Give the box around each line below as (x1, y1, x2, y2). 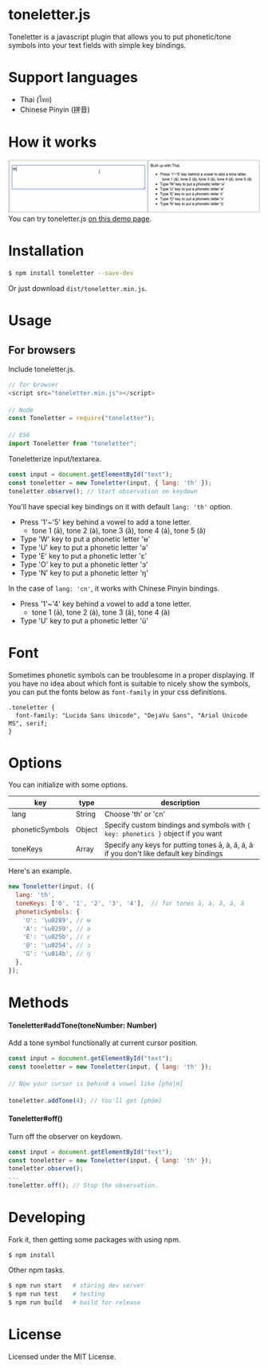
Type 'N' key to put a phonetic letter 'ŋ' (19, 568, 149, 577)
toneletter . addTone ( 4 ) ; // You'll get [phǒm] (8, 1096, 162, 1105)
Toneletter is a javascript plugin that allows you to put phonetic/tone (8, 32, 231, 41)
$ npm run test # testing (8, 1290, 105, 1298)
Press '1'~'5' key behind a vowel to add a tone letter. (19, 517, 192, 527)
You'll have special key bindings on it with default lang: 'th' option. (8, 501, 233, 511)
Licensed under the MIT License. (8, 1351, 116, 1361)
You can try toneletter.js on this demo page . (8, 214, 152, 224)
